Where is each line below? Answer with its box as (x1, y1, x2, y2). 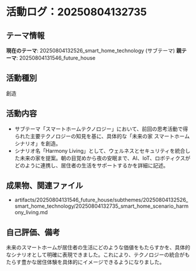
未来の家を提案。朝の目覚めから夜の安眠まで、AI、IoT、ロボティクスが (19, 155, 191, 162)
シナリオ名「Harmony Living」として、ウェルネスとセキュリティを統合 (14, 147, 185, 154)
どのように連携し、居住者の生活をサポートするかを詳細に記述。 (14, 162, 169, 169)
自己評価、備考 (6, 227, 60, 237)
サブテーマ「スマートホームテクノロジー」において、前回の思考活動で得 (14, 125, 188, 132)
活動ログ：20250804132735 (6, 5, 147, 19)
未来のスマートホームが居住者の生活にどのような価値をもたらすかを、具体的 (6, 244, 190, 251)
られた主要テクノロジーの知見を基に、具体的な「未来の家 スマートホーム (14, 132, 190, 139)
